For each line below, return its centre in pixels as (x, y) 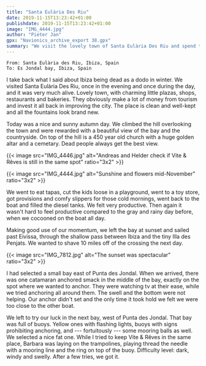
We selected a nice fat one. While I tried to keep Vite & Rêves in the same (99, 337)
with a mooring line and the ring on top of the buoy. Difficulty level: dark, (98, 350)
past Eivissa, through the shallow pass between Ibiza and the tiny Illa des (99, 236)
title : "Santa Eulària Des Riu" (48, 12)
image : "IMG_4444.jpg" (35, 29)
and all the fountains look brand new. (53, 112)
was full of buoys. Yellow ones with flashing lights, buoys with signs (92, 324)
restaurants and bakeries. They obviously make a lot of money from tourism (102, 99)
